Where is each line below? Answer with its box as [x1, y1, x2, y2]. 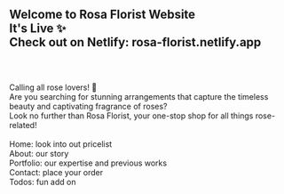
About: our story [9, 148, 69, 158]
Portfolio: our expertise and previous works [9, 158, 167, 168]
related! [9, 119, 37, 130]
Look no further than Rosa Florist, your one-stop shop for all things [9, 110, 254, 121]
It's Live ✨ [9, 21, 67, 36]
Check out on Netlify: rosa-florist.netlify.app [9, 35, 262, 50]
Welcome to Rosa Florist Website [9, 7, 196, 22]
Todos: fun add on [9, 176, 76, 187]
